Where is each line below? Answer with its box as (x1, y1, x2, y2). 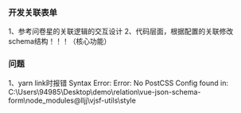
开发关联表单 (8, 6, 58, 18)
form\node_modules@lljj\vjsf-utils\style (8, 95, 137, 105)
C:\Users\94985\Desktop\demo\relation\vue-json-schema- (8, 87, 201, 96)
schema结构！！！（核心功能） (8, 37, 111, 46)
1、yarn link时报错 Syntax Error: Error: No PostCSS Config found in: (8, 78, 229, 88)
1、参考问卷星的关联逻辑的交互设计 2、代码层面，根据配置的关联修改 (8, 26, 234, 37)
